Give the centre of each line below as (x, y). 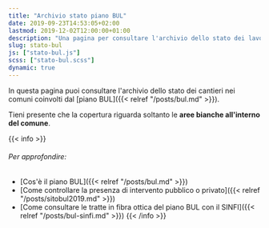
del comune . (29, 123)
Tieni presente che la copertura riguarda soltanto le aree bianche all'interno (134, 114)
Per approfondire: (37, 157)
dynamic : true (32, 68)
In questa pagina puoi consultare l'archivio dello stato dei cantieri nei (122, 90)
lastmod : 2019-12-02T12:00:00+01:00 (69, 30)
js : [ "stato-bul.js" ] (44, 53)
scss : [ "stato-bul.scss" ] (51, 61)
